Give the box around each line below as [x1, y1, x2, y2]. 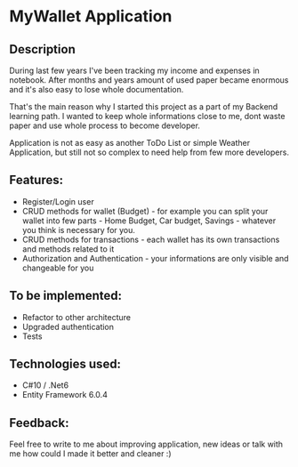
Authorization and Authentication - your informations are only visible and [21, 253, 289, 263]
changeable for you [21, 262, 94, 273]
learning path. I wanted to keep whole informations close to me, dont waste [9, 111, 286, 121]
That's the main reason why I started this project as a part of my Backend [9, 101, 278, 112]
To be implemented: [9, 288, 123, 303]
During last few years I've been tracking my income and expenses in [9, 65, 260, 76]
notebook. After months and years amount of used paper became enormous [9, 75, 289, 85]
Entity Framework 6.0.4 [21, 390, 109, 400]
